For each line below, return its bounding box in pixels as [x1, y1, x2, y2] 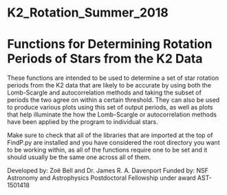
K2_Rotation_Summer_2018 [7, 5, 169, 21]
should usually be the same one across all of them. [7, 153, 151, 161]
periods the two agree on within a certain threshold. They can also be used [7, 96, 220, 104]
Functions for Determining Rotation [7, 37, 213, 52]
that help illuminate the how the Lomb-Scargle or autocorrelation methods [7, 110, 217, 119]
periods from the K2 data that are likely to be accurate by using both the [7, 81, 212, 90]
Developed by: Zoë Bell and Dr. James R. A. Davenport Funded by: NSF [7, 167, 208, 175]
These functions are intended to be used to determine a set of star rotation [7, 74, 219, 82]
